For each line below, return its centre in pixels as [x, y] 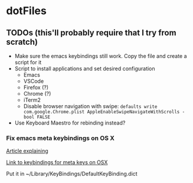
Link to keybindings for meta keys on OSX [57, 162]
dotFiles [27, 11]
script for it [28, 62]
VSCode [34, 81]
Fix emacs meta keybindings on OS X [60, 138]
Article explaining [27, 151]
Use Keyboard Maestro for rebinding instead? [70, 123]
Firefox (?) [36, 87]
